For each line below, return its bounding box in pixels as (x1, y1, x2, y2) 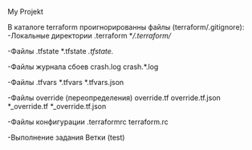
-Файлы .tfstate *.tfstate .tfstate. (7, 47, 114, 55)
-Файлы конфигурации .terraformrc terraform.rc (7, 117, 169, 127)
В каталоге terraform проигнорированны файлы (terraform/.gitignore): (7, 22, 245, 31)
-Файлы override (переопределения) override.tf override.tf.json (7, 93, 222, 103)
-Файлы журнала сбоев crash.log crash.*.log (7, 62, 159, 71)
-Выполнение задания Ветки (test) (7, 132, 125, 142)
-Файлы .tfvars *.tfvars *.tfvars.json (7, 78, 124, 87)
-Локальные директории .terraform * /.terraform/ (7, 31, 172, 40)
